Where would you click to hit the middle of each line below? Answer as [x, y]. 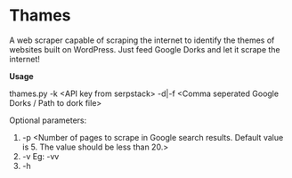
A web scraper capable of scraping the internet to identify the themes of [142, 40]
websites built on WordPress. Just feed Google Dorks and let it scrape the [145, 49]
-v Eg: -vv [41, 156]
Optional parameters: [48, 120]
